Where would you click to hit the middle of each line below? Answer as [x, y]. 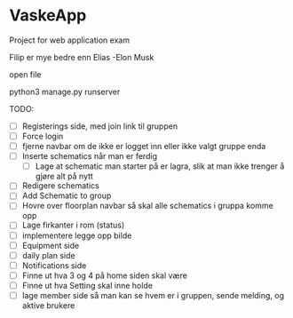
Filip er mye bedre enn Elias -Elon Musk [82, 57]
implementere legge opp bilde [77, 235]
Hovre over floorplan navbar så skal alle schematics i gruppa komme [147, 206]
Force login [43, 136]
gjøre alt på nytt [64, 176]
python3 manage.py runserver [65, 91]
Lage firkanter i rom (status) [73, 225]
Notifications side [54, 265]
